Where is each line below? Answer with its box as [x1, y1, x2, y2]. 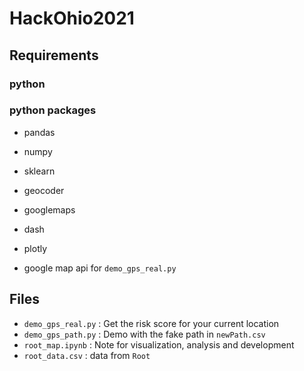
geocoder [23, 184, 65, 196]
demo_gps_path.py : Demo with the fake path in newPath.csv [23, 328, 266, 340]
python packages [9, 103, 97, 117]
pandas [23, 126, 56, 138]
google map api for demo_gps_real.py [23, 262, 177, 274]
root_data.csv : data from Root [23, 349, 151, 361]
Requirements [9, 47, 99, 64]
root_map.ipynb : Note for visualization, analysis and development [23, 338, 295, 351]
